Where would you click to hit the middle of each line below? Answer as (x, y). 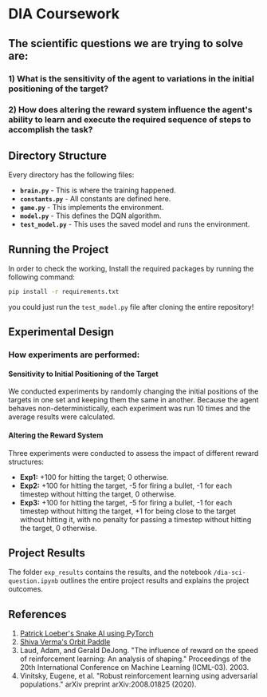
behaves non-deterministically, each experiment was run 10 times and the (130, 409)
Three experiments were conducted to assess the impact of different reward (133, 453)
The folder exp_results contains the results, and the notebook (110, 572)
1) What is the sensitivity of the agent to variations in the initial (132, 78)
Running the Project (59, 249)
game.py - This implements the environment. (92, 208)
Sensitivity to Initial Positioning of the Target (83, 374)
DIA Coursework (64, 14)
